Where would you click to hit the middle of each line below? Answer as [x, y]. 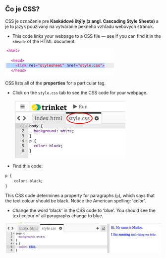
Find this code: [28, 166]
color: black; [28, 181]
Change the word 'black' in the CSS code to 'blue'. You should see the [84, 211]
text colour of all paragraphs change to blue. [58, 216]
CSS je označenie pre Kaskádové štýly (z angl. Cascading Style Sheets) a [82, 21]
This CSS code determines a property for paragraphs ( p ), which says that [80, 196]
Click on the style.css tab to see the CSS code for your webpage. [80, 92]
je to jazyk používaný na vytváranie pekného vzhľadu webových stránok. [80, 26]
